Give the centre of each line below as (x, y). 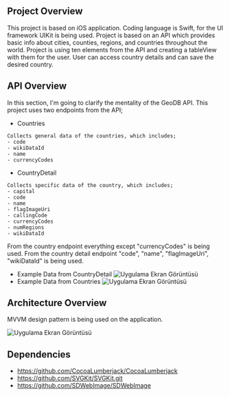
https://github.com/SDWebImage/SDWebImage (84, 386)
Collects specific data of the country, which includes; (90, 185)
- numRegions (26, 227)
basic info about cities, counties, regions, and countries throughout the (107, 42)
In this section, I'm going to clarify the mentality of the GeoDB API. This (107, 102)
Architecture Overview (57, 303)
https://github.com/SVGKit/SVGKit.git (70, 378)
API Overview (37, 86)
